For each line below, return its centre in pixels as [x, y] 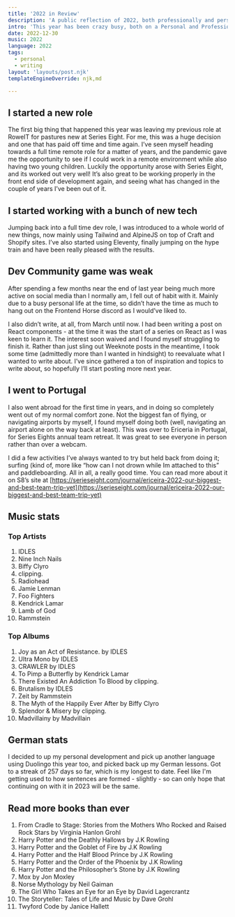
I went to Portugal [47, 391]
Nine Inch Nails [40, 559]
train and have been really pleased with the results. [81, 249]
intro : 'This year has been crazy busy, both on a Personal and [103, 26]
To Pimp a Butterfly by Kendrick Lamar [74, 674]
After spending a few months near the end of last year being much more [112, 288]
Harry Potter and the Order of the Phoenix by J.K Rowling [100, 862]
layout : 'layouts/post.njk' [49, 72]
